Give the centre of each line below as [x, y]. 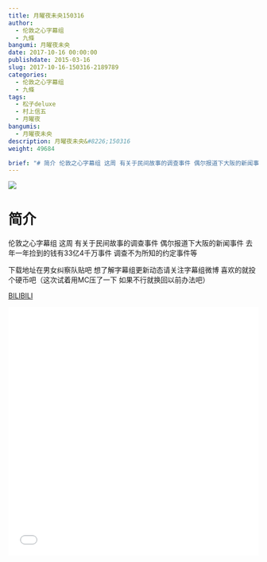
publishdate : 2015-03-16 [49, 60]
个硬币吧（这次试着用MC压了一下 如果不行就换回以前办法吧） [109, 280]
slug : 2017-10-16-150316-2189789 [64, 68]
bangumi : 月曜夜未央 [39, 45]
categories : [28, 75]
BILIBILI [21, 296]
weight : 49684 [32, 149]
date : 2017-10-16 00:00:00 [53, 52]
